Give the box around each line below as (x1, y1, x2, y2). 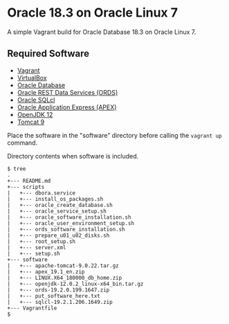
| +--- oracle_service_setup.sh (7, 208, 107, 215)
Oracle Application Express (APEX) (17, 102, 117, 111)
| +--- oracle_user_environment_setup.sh (7, 219, 135, 226)
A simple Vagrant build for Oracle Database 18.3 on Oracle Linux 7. (7, 28, 196, 36)
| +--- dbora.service (7, 189, 76, 197)
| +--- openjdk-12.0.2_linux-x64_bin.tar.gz (7, 280, 144, 287)
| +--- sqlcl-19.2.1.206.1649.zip (7, 298, 113, 305)
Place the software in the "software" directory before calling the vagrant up (7, 131, 222, 139)
